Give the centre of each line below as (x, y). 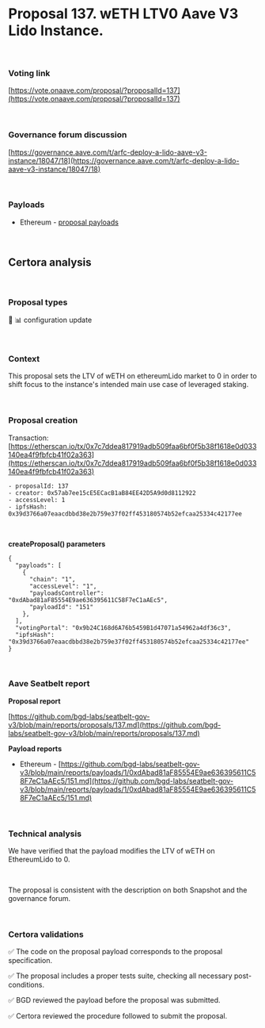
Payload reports (35, 748)
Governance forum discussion (68, 135)
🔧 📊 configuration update (50, 320)
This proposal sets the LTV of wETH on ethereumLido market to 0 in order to (132, 376)
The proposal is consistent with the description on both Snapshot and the (128, 890)
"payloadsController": (66, 593)
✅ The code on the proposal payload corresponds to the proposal (115, 952)
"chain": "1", (53, 579)
